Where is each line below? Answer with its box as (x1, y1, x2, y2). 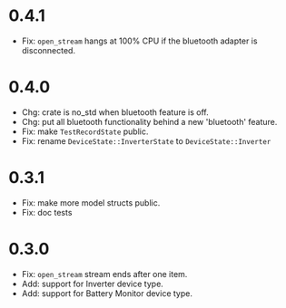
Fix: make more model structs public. (21, 197, 161, 208)
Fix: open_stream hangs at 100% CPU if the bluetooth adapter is (21, 35, 258, 46)
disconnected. (21, 44, 76, 55)
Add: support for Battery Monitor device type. (21, 287, 192, 299)
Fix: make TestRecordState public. (21, 126, 149, 137)
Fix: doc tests (21, 207, 73, 217)
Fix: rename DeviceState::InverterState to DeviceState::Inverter (21, 135, 271, 146)
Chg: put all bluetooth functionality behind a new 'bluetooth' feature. (21, 116, 278, 127)
